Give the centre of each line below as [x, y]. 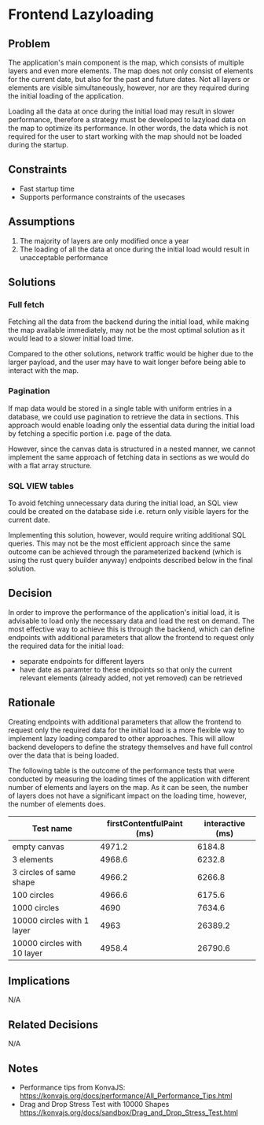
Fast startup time [47, 188]
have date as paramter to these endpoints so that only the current [126, 669]
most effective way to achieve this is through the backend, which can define [132, 629]
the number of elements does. [57, 804]
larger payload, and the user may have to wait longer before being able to [127, 362]
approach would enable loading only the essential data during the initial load [132, 425]
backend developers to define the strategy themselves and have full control [130, 747]
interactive [225, 823]
